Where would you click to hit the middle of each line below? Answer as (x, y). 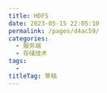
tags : (17, 61)
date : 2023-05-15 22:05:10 (54, 23)
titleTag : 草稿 (33, 76)
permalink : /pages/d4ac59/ (54, 31)
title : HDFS (28, 16)
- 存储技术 (32, 53)
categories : (28, 38)
